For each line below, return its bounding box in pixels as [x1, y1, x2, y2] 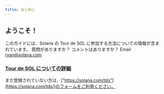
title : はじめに [5, 7, 35, 12]
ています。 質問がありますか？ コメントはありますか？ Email [9, 47, 131, 52]
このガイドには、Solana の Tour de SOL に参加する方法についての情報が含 [5, 40, 156, 47]
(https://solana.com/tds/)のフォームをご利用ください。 [5, 83, 116, 89]
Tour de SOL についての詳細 [5, 65, 71, 72]
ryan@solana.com [5, 52, 42, 58]
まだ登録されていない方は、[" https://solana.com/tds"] [5, 77, 114, 83]
